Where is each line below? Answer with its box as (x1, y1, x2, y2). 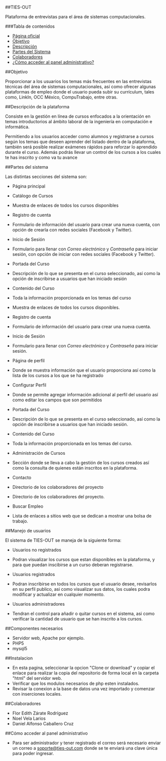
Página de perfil (12, 358, 45, 363)
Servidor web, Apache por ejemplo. (12, 635, 85, 641)
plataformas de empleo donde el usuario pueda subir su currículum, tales (5, 89, 155, 95)
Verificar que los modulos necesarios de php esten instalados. (12, 680, 140, 686)
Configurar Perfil (12, 382, 46, 388)
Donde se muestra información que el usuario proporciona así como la (12, 367, 156, 373)
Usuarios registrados (12, 571, 55, 577)
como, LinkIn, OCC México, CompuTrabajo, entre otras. (5, 94, 118, 100)
